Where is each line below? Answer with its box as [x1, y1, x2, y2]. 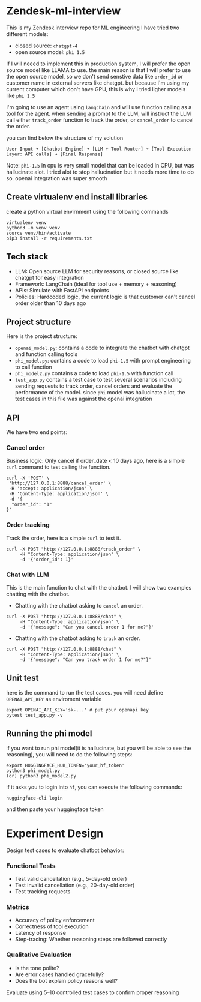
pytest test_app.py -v [6, 712, 63, 718]
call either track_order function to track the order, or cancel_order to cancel [6, 116, 194, 124]
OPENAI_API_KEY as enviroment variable [6, 695, 102, 702]
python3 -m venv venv [6, 225, 61, 231]
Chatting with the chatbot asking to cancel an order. [14, 602, 143, 609]
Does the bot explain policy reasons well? [14, 977, 118, 984]
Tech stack [6, 252, 49, 262]
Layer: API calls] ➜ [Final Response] [6, 151, 103, 157]
